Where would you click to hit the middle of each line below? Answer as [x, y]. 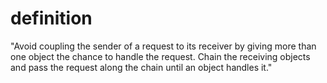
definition [51, 18]
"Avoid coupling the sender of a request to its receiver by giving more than [163, 46]
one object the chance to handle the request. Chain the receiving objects [160, 56]
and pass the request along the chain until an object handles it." [141, 67]
